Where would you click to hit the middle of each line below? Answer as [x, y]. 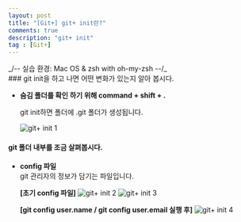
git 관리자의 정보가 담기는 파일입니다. [77, 176]
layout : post [30, 15]
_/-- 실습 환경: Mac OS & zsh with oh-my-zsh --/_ [88, 69]
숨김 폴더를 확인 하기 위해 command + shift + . [93, 95]
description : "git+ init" [51, 38]
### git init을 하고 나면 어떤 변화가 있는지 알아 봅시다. [91, 78]
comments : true [33, 30]
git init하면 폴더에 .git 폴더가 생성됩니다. [81, 113]
